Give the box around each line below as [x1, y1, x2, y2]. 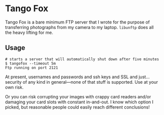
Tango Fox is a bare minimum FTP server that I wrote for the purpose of [5, 19, 150, 25]
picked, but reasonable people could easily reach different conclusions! [5, 104, 150, 110]
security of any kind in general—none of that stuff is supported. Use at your [5, 79, 158, 85]
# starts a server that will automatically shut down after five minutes [5, 57, 160, 62]
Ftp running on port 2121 [5, 65, 58, 70]
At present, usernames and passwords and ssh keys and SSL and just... [5, 74, 150, 80]
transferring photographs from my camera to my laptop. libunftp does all [5, 24, 154, 30]
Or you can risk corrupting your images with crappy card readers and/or [5, 93, 151, 99]
